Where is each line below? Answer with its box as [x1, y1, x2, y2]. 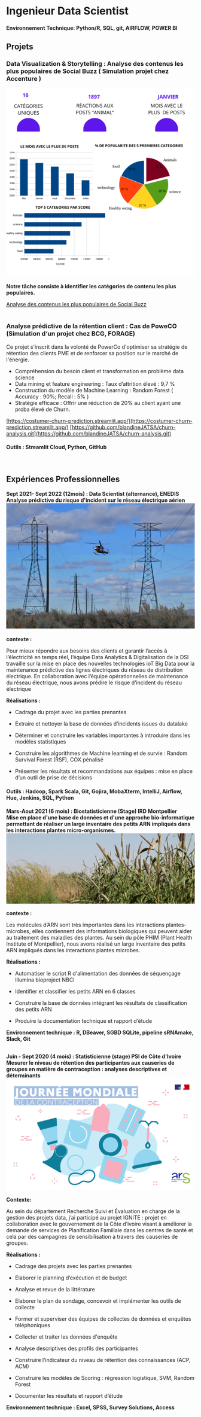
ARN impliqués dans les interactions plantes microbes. [6, 947, 141, 954]
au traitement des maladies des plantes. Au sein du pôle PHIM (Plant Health [6, 934, 193, 941]
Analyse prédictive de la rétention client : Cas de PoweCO [6, 322, 178, 330]
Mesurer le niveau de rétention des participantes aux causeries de [6, 1059, 175, 1066]
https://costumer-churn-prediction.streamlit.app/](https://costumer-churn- [8, 417, 193, 424]
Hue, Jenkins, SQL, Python [6, 794, 74, 802]
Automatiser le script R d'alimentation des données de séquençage [14, 970, 181, 977]
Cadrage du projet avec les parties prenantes [14, 709, 127, 716]
